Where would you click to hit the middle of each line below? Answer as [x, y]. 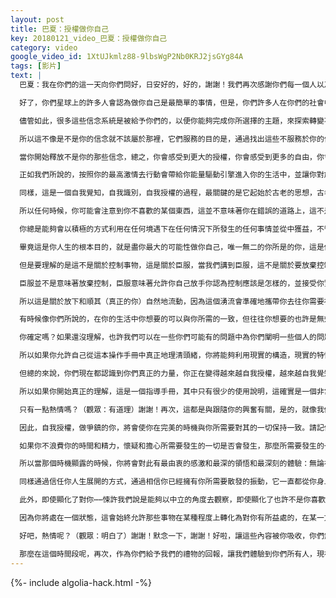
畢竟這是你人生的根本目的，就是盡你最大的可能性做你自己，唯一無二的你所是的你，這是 [172, 247]
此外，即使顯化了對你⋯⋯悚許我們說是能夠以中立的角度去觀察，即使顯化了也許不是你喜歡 [173, 500]
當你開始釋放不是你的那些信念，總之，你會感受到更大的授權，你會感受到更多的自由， [168, 157]
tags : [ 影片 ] [36, 66]
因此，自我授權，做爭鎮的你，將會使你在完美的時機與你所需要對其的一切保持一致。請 [168, 427]
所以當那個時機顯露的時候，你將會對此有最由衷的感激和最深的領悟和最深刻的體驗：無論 [172, 464]
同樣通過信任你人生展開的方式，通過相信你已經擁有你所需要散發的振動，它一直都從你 [168, 482]
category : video [44, 47]
